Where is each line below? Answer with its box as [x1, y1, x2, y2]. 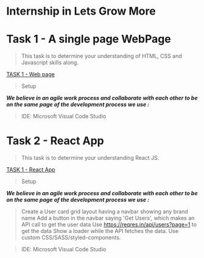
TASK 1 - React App [6, 166, 56, 173]
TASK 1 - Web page [6, 71, 55, 78]
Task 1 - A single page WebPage [6, 32, 172, 46]
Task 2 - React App [6, 134, 105, 148]
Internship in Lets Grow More [6, 4, 157, 18]
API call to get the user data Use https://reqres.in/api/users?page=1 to [21, 221, 197, 228]
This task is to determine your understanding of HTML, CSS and [21, 52, 182, 60]
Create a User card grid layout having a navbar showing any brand [21, 208, 189, 215]
